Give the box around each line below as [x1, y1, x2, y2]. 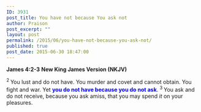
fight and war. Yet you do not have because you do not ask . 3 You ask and [6, 85, 195, 94]
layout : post [6, 32, 40, 38]
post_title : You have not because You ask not [6, 15, 127, 21]
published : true [6, 43, 48, 50]
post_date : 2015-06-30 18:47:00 [6, 49, 89, 55]
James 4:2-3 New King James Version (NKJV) [6, 65, 127, 73]
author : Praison [6, 20, 48, 26]
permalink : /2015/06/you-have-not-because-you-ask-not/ [6, 37, 152, 43]
